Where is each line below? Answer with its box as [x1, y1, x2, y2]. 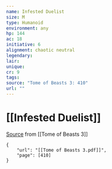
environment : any [6, 25, 49, 31]
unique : [6, 63, 25, 70]
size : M [6, 14, 25, 20]
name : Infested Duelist [6, 8, 65, 15]
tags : [6, 74, 19, 80]
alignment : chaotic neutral [6, 47, 75, 53]
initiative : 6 [6, 42, 41, 48]
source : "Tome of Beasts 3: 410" [6, 80, 88, 86]
